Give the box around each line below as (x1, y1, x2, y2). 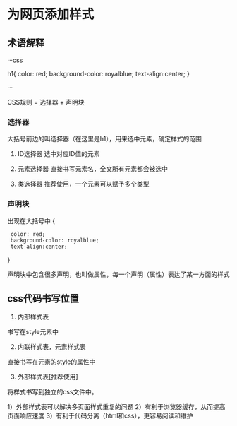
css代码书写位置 (7, 292, 79, 304)
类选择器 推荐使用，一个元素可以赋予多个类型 (17, 179, 150, 188)
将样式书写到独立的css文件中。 (7, 388, 98, 396)
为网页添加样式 (7, 6, 95, 23)
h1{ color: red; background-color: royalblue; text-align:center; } (7, 70, 190, 78)
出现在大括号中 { (7, 216, 55, 225)
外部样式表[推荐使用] (17, 372, 79, 381)
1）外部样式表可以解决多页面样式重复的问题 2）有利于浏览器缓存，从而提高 (7, 403, 226, 411)
